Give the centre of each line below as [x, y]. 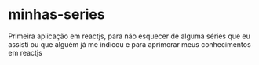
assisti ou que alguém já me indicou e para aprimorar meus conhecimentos [129, 44]
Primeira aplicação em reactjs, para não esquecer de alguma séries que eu [129, 36]
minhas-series [57, 14]
